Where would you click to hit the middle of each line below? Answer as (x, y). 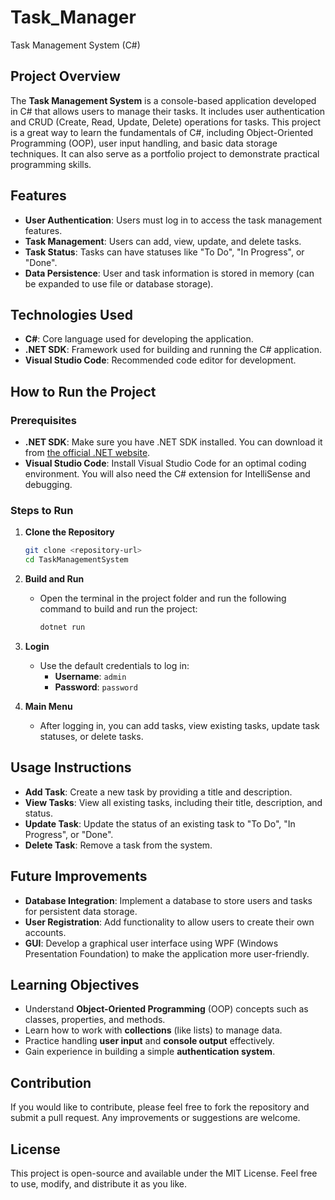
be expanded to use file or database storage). (119, 283)
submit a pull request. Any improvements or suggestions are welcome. (155, 1118)
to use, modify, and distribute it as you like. (99, 1184)
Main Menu (48, 706)
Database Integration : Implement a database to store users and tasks (168, 900)
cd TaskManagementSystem (76, 560)
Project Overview (65, 76)
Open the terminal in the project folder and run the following (163, 598)
